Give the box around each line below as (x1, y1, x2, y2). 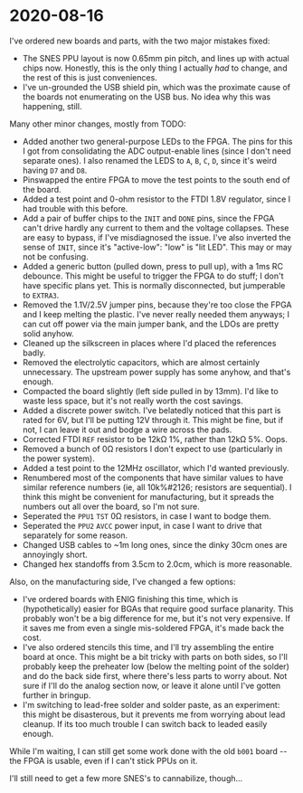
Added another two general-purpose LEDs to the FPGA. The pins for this (22, 136, 293, 146)
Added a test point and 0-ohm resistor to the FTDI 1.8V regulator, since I (22, 194, 291, 204)
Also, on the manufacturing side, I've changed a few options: (9, 576, 237, 587)
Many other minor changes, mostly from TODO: (9, 118, 186, 129)
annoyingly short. (22, 549, 88, 560)
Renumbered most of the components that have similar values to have (22, 472, 284, 483)
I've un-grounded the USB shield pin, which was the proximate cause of (22, 81, 291, 92)
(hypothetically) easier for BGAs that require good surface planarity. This (22, 603, 294, 614)
